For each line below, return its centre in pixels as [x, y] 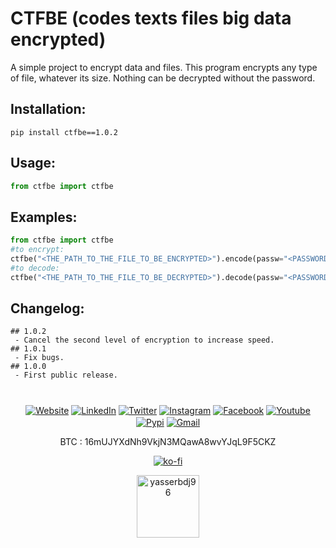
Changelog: [47, 308]
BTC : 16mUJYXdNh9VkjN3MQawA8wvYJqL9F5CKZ [168, 441]
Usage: [33, 163]
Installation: [48, 109]
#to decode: [35, 268]
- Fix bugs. [39, 358]
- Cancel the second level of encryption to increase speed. [144, 340]
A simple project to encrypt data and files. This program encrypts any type [164, 67]
